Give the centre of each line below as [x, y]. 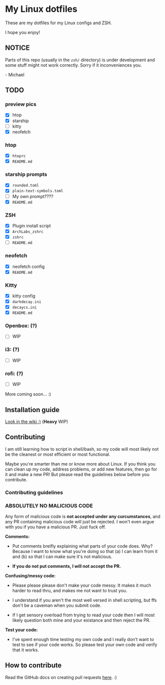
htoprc [19, 156]
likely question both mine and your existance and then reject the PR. [81, 620]
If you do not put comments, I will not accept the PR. [66, 566]
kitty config [24, 296]
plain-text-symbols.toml [38, 191]
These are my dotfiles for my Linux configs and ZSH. [59, 23]
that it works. [26, 650]
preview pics [21, 104]
